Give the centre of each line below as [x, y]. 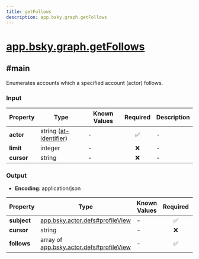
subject [20, 220]
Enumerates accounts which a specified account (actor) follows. [85, 83]
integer [50, 148]
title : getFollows [29, 12]
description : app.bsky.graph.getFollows [57, 17]
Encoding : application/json [48, 188]
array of [52, 240]
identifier [53, 138]
